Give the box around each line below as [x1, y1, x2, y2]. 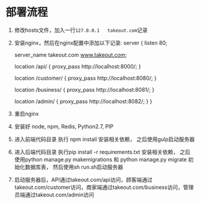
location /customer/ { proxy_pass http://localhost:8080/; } [14, 74, 157, 82]
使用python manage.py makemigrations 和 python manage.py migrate [14, 155, 187, 163]
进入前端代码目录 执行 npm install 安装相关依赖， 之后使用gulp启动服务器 [14, 136, 195, 143]
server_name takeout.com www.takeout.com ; [14, 51, 127, 58]
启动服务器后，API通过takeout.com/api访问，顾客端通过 [14, 176, 153, 183]
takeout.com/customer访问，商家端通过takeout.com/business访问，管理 [14, 184, 194, 191]
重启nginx [14, 110, 39, 117]
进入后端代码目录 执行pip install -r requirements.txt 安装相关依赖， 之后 [14, 148, 191, 155]
